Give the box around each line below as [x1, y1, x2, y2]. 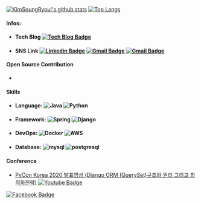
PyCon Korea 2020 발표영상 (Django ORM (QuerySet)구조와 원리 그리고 [14, 171, 189, 179]
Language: [14, 102, 43, 109]
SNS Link [14, 47, 39, 54]
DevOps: [14, 130, 38, 137]
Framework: [14, 115, 46, 123]
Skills [6, 88, 21, 95]
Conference [6, 157, 37, 164]
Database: [14, 143, 42, 150]
